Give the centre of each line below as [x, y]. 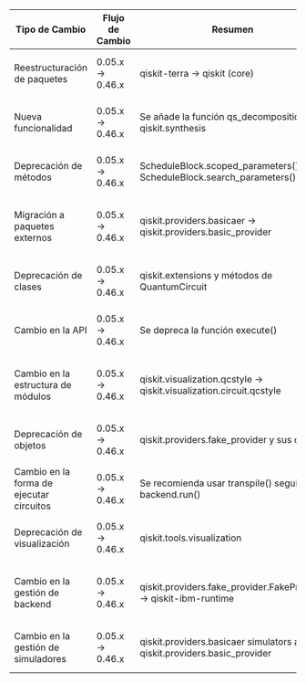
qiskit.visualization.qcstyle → [202, 379]
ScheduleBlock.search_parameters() [218, 177]
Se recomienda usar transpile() [206, 483]
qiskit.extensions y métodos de [206, 275]
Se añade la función [182, 116]
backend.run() [170, 494]
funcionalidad [43, 128]
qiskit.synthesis [173, 128]
